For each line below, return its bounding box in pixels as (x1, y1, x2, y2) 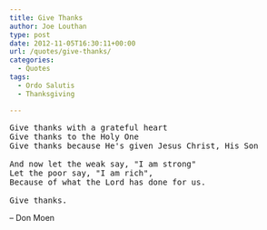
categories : (9, 55, 54, 65)
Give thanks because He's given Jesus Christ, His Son (9, 140, 259, 151)
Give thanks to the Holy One (9, 131, 139, 142)
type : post (9, 30, 51, 39)
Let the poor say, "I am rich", (9, 167, 153, 178)
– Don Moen (9, 212, 55, 223)
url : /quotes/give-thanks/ (9, 47, 112, 56)
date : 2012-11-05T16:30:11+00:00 (9, 38, 136, 48)
